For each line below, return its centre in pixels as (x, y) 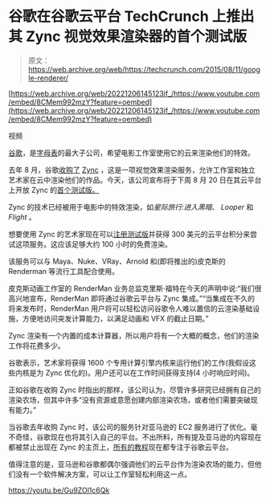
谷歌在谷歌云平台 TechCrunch (108, 16)
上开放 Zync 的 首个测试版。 (54, 190)
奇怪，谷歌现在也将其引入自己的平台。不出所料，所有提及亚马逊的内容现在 (138, 437)
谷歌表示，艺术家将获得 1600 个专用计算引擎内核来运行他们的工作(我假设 (129, 362)
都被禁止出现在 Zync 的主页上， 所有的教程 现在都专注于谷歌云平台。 (121, 447)
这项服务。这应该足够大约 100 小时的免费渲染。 (94, 244)
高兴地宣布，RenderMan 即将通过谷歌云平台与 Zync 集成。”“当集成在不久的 (132, 298)
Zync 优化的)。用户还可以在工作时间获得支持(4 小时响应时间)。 (150, 372)
